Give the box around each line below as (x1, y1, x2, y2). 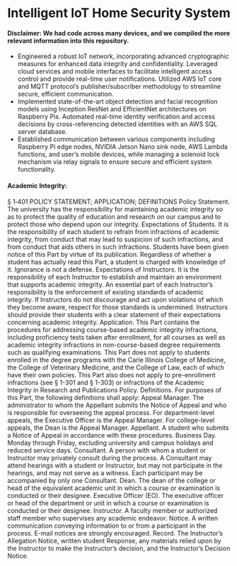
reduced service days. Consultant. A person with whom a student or (7, 445, 207, 455)
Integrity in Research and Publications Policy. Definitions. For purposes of (7, 385, 221, 394)
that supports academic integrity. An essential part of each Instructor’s (7, 280, 214, 289)
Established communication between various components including (17, 135, 216, 143)
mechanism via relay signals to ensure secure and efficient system (17, 157, 212, 166)
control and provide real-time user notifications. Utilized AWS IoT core (17, 74, 222, 83)
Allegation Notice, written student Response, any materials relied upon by (7, 536, 221, 545)
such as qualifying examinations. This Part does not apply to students (7, 348, 210, 356)
